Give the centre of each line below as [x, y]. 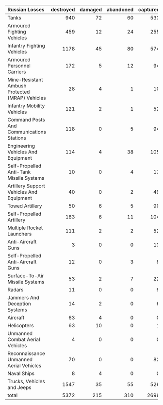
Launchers [20, 234]
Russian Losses [26, 9]
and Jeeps [19, 387]
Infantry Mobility [26, 106]
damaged [91, 9]
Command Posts [26, 120]
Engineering [21, 146]
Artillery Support [26, 186]
